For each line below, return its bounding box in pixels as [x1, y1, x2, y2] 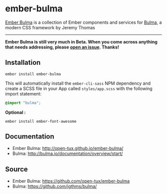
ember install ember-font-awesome [5, 119, 77, 124]
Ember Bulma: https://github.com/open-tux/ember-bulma [12, 178, 130, 184]
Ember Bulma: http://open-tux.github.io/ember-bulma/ [12, 145, 124, 151]
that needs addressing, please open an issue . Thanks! [5, 44, 119, 50]
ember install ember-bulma [5, 71, 61, 77]
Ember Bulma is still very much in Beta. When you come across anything [5, 39, 158, 45]
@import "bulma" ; [5, 100, 41, 105]
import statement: [5, 91, 42, 97]
